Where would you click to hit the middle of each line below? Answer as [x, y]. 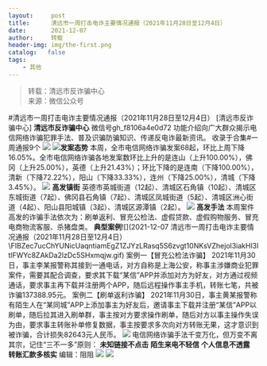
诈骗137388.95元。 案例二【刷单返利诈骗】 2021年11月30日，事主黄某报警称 [133, 295]
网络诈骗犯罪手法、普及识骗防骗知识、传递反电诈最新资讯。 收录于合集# [133, 137]
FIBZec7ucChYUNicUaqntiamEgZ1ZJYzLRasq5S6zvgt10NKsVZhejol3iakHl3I [135, 245]
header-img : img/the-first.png [60, 45]
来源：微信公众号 [56, 101]
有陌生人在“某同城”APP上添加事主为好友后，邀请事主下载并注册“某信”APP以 [132, 304]
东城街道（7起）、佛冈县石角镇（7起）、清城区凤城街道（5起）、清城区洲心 [128, 197]
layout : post [37, 15]
